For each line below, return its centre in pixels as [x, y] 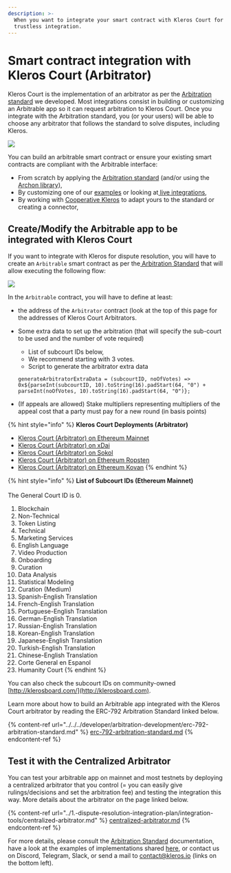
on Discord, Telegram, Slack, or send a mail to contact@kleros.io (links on [112, 855]
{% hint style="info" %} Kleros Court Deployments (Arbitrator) [98, 425]
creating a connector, [48, 207]
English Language [43, 545]
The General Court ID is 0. [45, 495]
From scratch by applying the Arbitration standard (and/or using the [113, 178]
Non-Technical [38, 516]
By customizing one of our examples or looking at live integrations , [112, 192]
